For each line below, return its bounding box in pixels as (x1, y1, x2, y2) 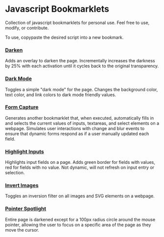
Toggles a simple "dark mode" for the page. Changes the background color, (5, 86, 158, 92)
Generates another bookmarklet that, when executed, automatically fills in (5, 115, 154, 121)
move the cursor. (5, 227, 39, 233)
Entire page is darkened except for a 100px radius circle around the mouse (5, 216, 156, 222)
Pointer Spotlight (5, 205, 47, 212)
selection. (5, 170, 25, 176)
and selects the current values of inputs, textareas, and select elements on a (5, 120, 160, 126)
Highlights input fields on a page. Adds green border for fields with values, (5, 159, 156, 165)
